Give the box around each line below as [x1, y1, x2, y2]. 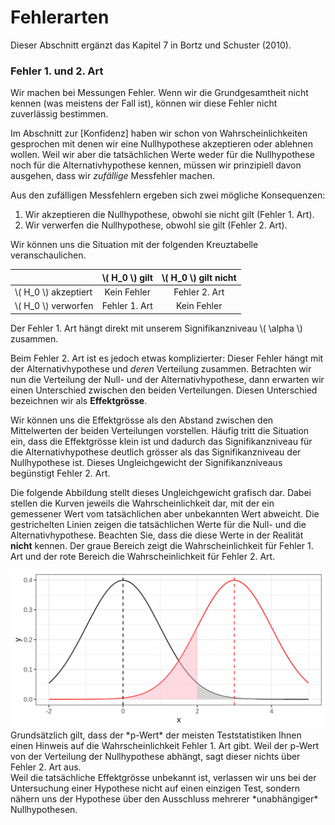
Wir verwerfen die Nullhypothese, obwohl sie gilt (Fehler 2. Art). [24, 219, 288, 231]
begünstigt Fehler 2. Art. [10, 467, 111, 479]
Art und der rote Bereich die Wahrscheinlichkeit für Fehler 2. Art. [10, 550, 276, 562]
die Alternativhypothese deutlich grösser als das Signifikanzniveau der [10, 446, 302, 458]
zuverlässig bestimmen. [10, 108, 109, 120]
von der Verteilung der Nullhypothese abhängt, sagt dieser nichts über [10, 750, 301, 762]
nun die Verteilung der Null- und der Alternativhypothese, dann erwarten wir [10, 373, 325, 385]
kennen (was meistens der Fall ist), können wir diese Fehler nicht [10, 97, 278, 110]
